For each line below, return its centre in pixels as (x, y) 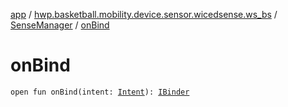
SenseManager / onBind (60, 25)
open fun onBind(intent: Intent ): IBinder (100, 92)
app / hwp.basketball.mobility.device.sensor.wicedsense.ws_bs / (144, 14)
